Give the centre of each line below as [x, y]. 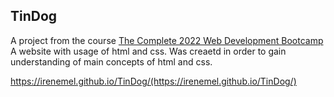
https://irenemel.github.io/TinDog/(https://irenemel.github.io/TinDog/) [153, 81]
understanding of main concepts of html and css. [111, 61]
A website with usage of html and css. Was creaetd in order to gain [148, 51]
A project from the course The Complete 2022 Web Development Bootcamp [167, 40]
